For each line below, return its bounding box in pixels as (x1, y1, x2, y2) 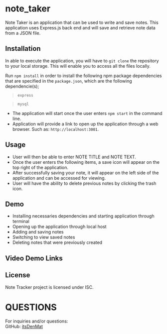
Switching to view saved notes (12, 234, 75, 240)
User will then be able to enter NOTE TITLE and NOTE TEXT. (12, 154, 136, 160)
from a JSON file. (5, 30, 41, 36)
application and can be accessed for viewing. (12, 175, 106, 181)
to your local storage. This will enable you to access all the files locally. (5, 63, 151, 69)
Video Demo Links (5, 254, 63, 262)
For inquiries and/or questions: (5, 318, 68, 324)
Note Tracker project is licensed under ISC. (5, 284, 94, 290)
